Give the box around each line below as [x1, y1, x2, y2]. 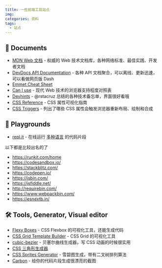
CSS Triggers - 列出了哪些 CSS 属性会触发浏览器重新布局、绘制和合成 [12, 105, 153, 111]
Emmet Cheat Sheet [12, 81, 53, 87]
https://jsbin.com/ [12, 175, 48, 181]
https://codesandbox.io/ [12, 159, 61, 165]
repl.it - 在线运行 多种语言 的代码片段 [12, 134, 87, 140]
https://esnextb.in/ [12, 196, 50, 202]
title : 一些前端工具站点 [5, 7, 50, 12]
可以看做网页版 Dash [12, 76, 54, 82]
